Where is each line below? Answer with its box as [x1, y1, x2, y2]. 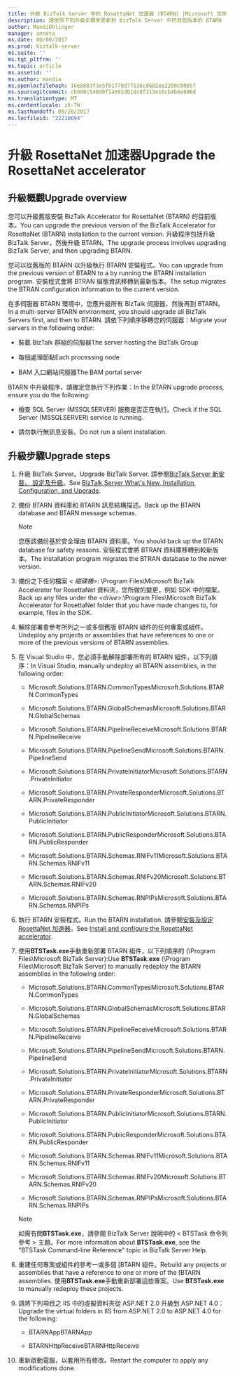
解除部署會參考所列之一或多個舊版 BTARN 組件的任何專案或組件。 [17, 623, 208, 632]
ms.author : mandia [8, 75, 62, 83]
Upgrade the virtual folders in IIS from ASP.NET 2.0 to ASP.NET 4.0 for [17, 1307, 222, 1316]
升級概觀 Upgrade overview [8, 192, 127, 204]
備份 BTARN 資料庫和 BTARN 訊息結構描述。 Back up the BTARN [17, 501, 201, 510]
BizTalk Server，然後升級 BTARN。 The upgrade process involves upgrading [8, 238, 227, 246]
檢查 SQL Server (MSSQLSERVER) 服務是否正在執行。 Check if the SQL [17, 405, 222, 413]
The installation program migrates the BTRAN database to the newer [30, 555, 227, 563]
